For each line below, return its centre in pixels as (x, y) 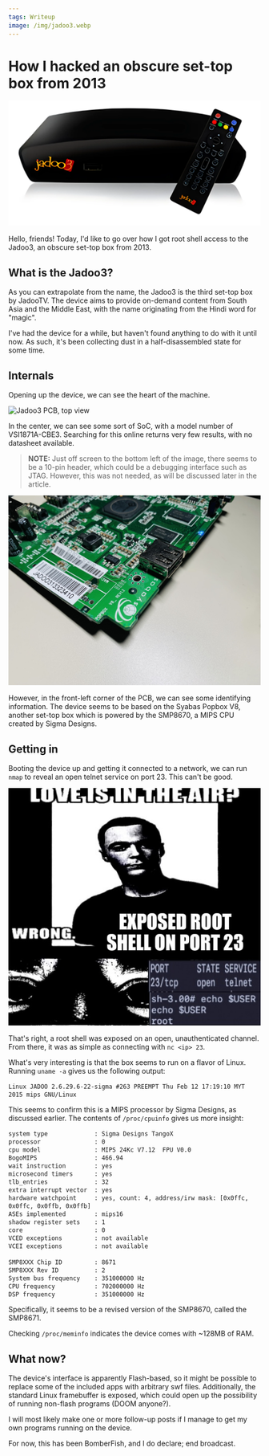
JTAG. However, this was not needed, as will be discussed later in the (143, 476)
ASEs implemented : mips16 (66, 1214)
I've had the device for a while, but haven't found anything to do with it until (133, 333)
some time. (27, 350)
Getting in (33, 749)
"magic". (22, 318)
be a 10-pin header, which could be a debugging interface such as (137, 467)
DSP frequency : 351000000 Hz (77, 1295)
